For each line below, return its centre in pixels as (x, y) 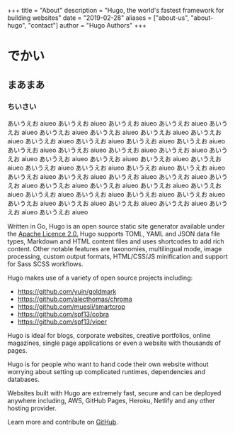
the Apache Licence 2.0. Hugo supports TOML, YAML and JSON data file (114, 234)
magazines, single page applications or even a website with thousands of (114, 343)
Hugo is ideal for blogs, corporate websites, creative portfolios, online (109, 335)
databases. (24, 379)
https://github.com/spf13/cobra (63, 314)
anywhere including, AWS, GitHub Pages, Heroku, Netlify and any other (111, 400)
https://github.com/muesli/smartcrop (71, 306)
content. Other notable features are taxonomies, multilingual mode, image (115, 248)
